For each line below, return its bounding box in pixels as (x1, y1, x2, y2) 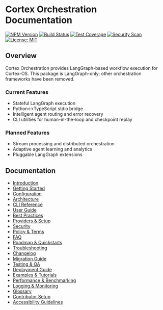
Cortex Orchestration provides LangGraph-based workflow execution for (5, 65, 158, 71)
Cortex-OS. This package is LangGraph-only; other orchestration (5, 70, 142, 76)
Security (12, 223, 31, 229)
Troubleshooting (12, 245, 47, 251)
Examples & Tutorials (12, 272, 57, 278)
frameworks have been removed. (5, 75, 75, 82)
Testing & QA (12, 261, 40, 267)
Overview (5, 51, 37, 60)
